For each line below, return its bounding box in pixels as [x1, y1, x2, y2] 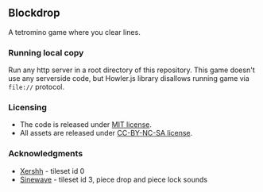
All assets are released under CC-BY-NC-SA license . [19, 129, 193, 138]
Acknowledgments [8, 148, 83, 159]
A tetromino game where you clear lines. [8, 27, 141, 36]
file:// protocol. [8, 83, 65, 92]
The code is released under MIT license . [19, 120, 153, 129]
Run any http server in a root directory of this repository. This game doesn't [8, 65, 256, 75]
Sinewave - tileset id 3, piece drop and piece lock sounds [19, 175, 208, 184]
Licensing [8, 102, 48, 113]
